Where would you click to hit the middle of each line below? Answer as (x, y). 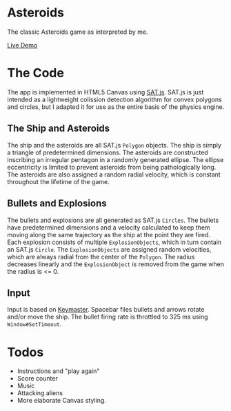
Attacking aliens (40, 393)
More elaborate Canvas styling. (62, 401)
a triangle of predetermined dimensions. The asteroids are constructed (108, 152)
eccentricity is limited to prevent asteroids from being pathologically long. (112, 167)
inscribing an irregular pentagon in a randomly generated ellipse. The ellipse (115, 159)
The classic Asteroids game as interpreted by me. (78, 32)
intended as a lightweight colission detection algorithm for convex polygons (114, 99)
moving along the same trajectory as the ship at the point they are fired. (109, 234)
